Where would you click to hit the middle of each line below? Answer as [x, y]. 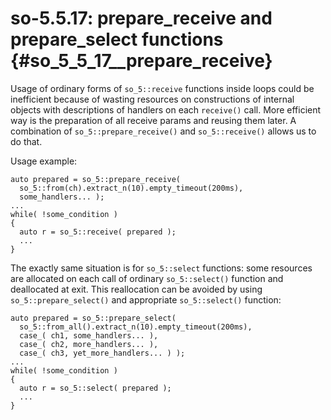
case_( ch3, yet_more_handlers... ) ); [102, 353]
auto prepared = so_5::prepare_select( [93, 318]
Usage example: [44, 161]
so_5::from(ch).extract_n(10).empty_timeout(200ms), [131, 188]
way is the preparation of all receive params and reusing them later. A [153, 120]
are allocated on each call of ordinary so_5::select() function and [147, 278]
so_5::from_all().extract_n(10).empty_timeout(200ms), [136, 327]
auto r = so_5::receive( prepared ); [98, 232]
